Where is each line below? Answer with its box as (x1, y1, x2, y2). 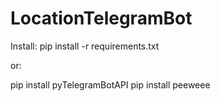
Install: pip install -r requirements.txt (10, 40, 160, 52)
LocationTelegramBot (10, 7, 193, 30)
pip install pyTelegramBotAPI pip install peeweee (10, 78, 211, 91)
